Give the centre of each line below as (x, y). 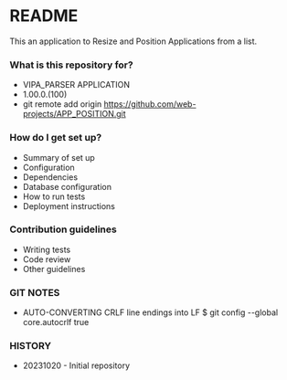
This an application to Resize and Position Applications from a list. (133, 41)
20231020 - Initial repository (76, 365)
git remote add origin (62, 104)
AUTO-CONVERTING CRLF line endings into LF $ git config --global (150, 312)
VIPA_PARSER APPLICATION (76, 85)
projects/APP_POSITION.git (74, 114)
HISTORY (31, 346)
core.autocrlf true (56, 322)
